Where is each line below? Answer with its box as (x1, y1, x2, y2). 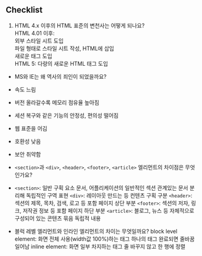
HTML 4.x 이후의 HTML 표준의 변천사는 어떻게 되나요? (14, 21, 145, 29)
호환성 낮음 (14, 137, 41, 145)
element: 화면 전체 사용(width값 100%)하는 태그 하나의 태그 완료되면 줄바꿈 (14, 235, 195, 243)
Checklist (5, 5, 43, 15)
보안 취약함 (14, 151, 41, 158)
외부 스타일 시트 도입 (14, 37, 64, 44)
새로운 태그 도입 (14, 52, 52, 60)
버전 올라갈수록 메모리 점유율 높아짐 (14, 99, 100, 106)
